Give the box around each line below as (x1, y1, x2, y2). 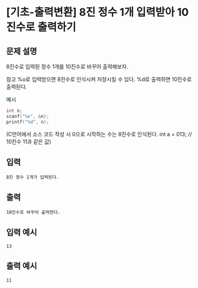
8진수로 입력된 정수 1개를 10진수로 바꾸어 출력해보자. (6, 63, 129, 70)
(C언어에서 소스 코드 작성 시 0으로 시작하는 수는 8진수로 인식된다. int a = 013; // (6, 130, 192, 137)
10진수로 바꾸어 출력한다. (6, 210, 61, 216)
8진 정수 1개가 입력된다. (6, 174, 60, 180)
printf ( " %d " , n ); (6, 119, 49, 125)
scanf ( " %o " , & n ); (6, 113, 49, 120)
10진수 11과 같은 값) (6, 138, 52, 145)
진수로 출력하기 (6, 20, 76, 34)
